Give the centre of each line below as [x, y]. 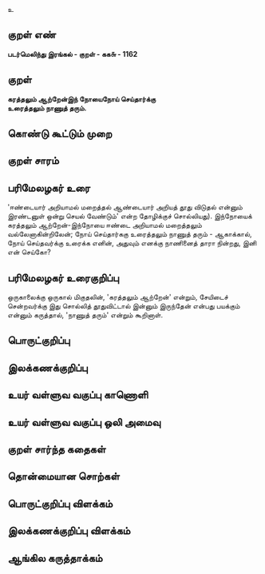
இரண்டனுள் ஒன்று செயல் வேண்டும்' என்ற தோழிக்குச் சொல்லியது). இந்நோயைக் [130, 216]
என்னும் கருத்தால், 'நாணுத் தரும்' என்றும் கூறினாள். [85, 315]
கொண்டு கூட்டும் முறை [60, 134]
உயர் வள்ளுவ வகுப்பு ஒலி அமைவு [84, 422]
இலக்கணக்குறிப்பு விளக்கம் [69, 531]
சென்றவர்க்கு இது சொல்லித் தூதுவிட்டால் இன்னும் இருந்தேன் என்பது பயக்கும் [124, 306]
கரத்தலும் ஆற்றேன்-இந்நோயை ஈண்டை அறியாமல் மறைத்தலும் [105, 225]
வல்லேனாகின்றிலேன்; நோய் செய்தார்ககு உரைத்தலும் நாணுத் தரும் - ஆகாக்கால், [130, 234]
